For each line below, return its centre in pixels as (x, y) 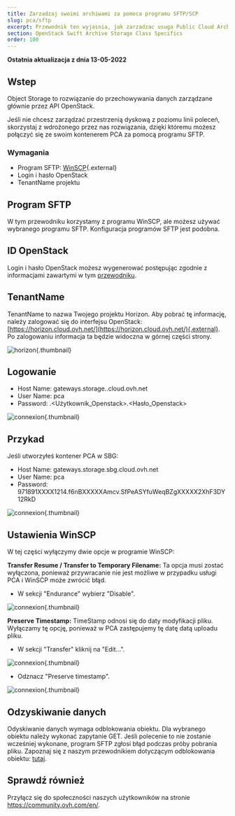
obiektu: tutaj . (27, 758)
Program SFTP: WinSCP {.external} (67, 168)
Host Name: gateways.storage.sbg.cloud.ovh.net (88, 470)
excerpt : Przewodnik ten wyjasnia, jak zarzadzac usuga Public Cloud (111, 27)
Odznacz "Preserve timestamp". (64, 677)
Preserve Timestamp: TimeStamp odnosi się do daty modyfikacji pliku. (110, 621)
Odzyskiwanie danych (57, 712)
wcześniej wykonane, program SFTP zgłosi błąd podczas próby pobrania (112, 743)
